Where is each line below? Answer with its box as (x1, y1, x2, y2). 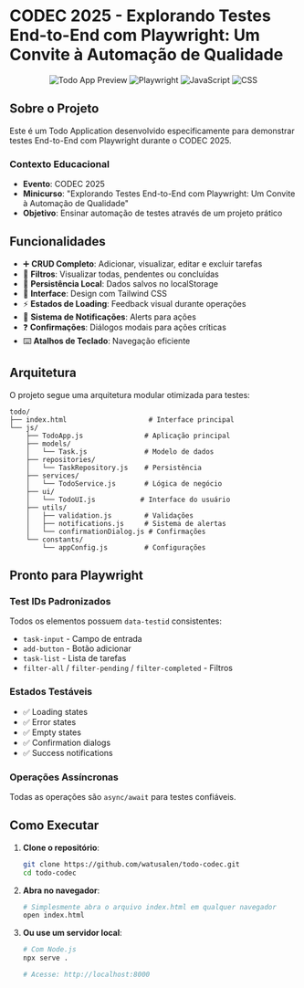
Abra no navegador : (22, 885, 100, 896)
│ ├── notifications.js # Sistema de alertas (26, 519, 226, 528)
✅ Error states (22, 716, 77, 727)
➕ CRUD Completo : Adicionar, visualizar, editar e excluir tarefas (22, 258, 263, 269)
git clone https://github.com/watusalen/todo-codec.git (22, 859, 240, 868)
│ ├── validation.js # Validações (26, 510, 194, 520)
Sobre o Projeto (9, 101, 100, 117)
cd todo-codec (22, 868, 77, 878)
